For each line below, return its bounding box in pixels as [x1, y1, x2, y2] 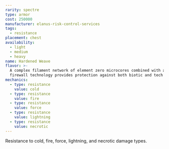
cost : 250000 [5, 17, 33, 22]
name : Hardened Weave [5, 59, 51, 64]
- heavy [10, 54, 26, 59]
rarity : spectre [5, 7, 39, 13]
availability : [5, 40, 35, 45]
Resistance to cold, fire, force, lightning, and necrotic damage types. [5, 137, 147, 143]
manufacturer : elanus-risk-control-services [5, 21, 100, 27]
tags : [5, 26, 17, 31]
